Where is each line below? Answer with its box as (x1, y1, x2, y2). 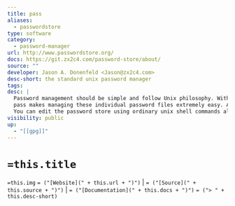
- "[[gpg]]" (13, 128, 49, 135)
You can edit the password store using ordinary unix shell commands (13, 108, 220, 115)
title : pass (7, 10, 42, 18)
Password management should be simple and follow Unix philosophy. (13, 95, 215, 102)
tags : (7, 82, 23, 89)
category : (7, 36, 36, 43)
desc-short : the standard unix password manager (7, 75, 152, 83)
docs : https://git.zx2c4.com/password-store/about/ (7, 56, 161, 63)
